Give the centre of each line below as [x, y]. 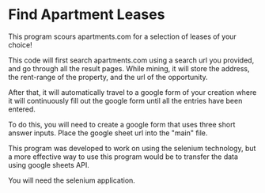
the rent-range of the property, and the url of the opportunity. [108, 77]
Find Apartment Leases [87, 15]
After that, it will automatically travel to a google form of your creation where [132, 92]
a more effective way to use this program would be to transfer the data [123, 157]
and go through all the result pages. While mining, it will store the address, [129, 68]
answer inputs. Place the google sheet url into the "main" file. [108, 133]
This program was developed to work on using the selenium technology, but [132, 148]
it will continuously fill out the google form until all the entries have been [125, 100]
